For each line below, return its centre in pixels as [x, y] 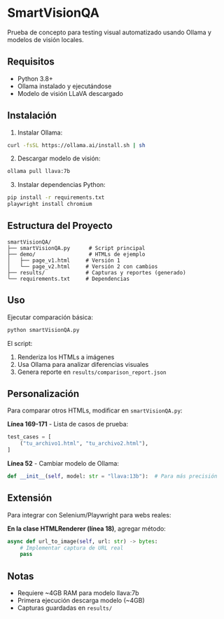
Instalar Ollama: [40, 132]
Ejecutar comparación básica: [50, 317]
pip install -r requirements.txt [56, 197]
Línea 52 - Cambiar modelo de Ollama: [63, 463]
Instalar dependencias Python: [62, 185]
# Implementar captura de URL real [72, 548]
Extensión [30, 498]
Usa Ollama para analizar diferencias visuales [83, 364]
